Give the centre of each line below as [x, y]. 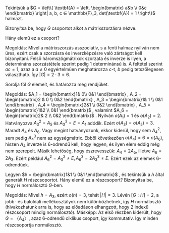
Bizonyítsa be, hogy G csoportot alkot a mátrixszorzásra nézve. [71, 28]
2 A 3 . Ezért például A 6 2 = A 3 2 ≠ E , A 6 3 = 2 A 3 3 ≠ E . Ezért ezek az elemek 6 [82, 158]
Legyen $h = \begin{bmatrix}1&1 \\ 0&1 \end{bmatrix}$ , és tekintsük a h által [85, 174]
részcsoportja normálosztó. [34, 225]
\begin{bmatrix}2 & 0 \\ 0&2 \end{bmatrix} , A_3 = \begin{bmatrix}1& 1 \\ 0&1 [84, 99]
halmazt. [14, 18]
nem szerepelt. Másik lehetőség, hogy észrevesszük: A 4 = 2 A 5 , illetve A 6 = [83, 151]
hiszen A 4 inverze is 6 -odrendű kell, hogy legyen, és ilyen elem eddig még [82, 145]
